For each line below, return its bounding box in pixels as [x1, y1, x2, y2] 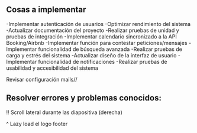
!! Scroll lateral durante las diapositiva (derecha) [6, 109, 123, 116]
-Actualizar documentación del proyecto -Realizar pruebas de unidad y [6, 27, 179, 34]
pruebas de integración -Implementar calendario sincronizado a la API [6, 33, 177, 40]
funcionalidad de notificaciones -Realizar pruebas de [38, 58, 167, 65]
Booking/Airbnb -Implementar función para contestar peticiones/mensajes [6, 39, 188, 46]
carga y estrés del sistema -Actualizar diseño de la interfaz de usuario [6, 51, 177, 59]
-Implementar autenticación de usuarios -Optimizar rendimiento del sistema [6, 20, 191, 27]
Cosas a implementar [6, 5, 86, 15]
